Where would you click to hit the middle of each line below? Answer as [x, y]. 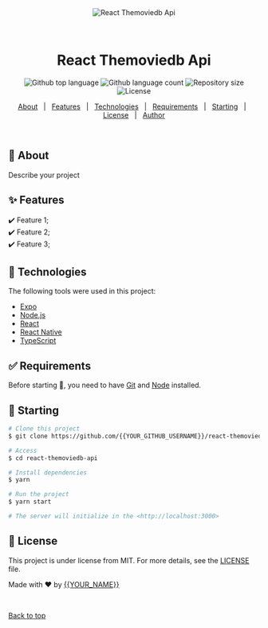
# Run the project [39, 494]
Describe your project [44, 174]
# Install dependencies [48, 472]
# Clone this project [44, 429]
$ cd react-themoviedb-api [53, 458]
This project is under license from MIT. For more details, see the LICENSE [129, 560]
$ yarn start [30, 502]
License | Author [134, 114]
